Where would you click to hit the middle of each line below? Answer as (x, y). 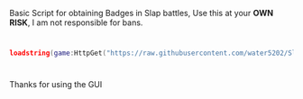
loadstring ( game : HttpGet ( (58, 53)
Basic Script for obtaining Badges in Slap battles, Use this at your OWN (141, 13)
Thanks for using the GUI (56, 85)
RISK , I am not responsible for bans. (76, 22)
